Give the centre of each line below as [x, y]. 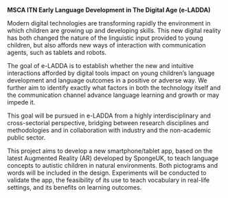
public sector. [26, 137]
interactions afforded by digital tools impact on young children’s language [111, 73]
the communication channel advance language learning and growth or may [113, 95]
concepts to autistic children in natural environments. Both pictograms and [113, 165]
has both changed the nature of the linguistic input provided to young [105, 38]
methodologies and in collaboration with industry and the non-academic [109, 130]
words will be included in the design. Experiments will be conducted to [107, 173]
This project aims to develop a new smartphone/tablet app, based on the [110, 151]
